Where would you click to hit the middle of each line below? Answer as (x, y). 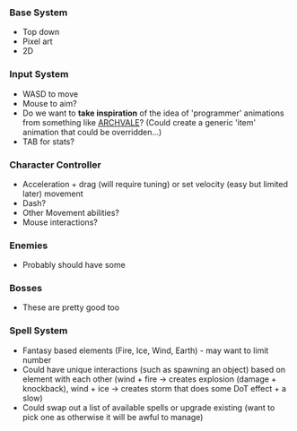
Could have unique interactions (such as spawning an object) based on (154, 369)
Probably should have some (74, 265)
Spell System (39, 331)
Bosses (26, 289)
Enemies (29, 246)
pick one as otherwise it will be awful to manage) (113, 417)
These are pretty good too (70, 307)
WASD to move (50, 94)
